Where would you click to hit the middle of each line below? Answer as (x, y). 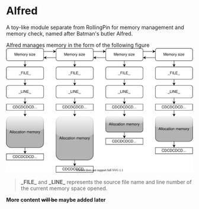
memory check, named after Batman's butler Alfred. (70, 33)
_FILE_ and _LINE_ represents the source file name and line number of (106, 182)
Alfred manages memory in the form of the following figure (78, 45)
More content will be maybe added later (56, 200)
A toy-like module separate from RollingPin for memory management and (95, 27)
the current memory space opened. (64, 188)
